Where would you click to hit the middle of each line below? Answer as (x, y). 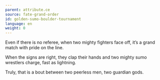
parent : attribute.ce (28, 10)
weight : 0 (15, 28)
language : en (19, 24)
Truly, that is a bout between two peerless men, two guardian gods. (74, 72)
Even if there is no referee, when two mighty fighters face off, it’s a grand (80, 42)
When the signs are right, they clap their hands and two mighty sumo (76, 57)
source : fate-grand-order (32, 14)
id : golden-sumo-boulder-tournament (43, 19)
